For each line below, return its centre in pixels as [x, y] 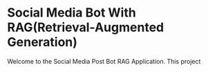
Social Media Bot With [72, 13]
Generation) [42, 42]
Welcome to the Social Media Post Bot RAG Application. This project [104, 61]
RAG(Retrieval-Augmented [86, 27]
